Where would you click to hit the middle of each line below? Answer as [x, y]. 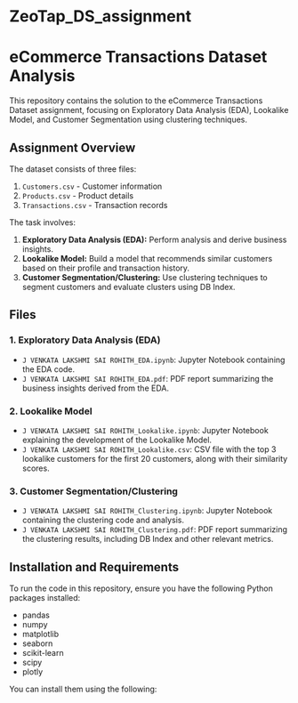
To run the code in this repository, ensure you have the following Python [141, 588]
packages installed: [45, 598]
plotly [32, 672]
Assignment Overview [72, 147]
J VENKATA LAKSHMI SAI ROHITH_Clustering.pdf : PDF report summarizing [154, 529]
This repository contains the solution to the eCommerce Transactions [136, 101]
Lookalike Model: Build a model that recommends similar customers [147, 258]
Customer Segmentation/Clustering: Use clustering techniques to [145, 277]
